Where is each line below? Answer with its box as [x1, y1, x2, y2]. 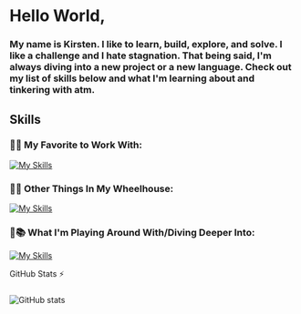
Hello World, [9, 5, 106, 26]
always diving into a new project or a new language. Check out [9, 61, 292, 74]
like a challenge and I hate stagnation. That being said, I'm [9, 49, 272, 62]
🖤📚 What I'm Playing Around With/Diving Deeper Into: [9, 227, 255, 239]
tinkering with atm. [9, 84, 96, 96]
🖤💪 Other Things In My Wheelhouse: [9, 182, 174, 195]
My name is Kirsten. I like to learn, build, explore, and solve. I [9, 38, 283, 51]
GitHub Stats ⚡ [9, 268, 65, 279]
